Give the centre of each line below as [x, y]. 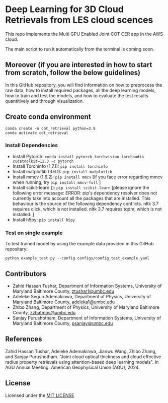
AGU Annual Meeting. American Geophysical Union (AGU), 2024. [72, 367]
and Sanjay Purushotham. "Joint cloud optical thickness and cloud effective [83, 357]
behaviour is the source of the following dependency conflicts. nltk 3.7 [86, 204]
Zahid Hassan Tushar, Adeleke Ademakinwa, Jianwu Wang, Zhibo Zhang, [81, 351]
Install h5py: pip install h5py [44, 220]
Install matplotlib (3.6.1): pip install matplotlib [62, 171]
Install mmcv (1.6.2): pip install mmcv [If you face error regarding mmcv [88, 177]
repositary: [16, 249]
